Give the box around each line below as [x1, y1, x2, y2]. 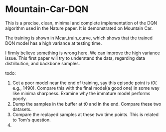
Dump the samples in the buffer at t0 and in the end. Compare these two [12, 101, 162, 107]
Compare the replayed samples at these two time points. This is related [12, 111, 159, 118]
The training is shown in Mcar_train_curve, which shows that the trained [5, 35, 153, 41]
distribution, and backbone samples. [5, 60, 80, 66]
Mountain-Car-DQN [5, 3, 89, 15]
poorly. [12, 96, 27, 102]
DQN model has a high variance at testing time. [5, 40, 102, 46]
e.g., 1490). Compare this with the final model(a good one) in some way [12, 85, 160, 91]
